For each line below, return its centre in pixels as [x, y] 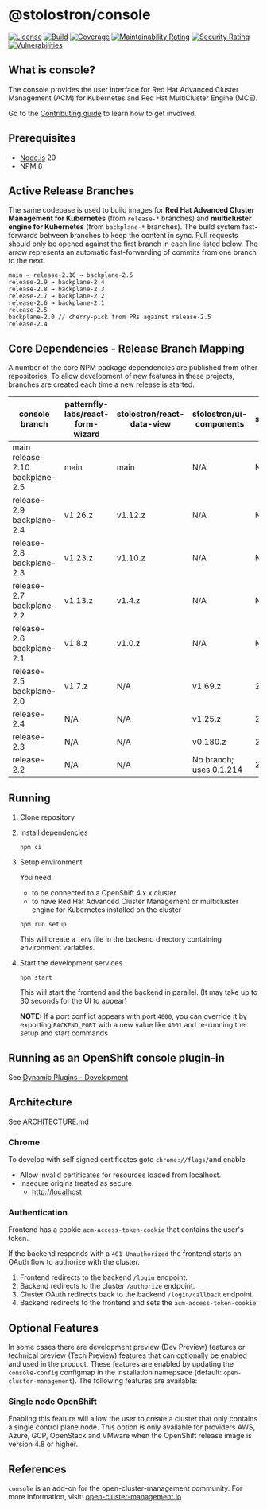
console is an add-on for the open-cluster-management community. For [126, 1488]
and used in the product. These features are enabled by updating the [121, 1364]
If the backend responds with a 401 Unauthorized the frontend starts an [125, 1254]
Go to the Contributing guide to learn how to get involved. [103, 113]
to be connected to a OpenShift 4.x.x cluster [104, 893]
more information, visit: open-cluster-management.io [95, 1497]
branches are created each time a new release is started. [101, 384]
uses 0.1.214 [217, 770]
